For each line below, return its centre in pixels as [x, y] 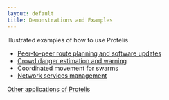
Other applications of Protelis [49, 89]
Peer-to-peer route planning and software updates [89, 53]
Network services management [62, 75]
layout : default [30, 14]
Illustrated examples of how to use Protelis [68, 40]
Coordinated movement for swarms [68, 68]
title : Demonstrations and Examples [60, 20]
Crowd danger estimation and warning [72, 60]
